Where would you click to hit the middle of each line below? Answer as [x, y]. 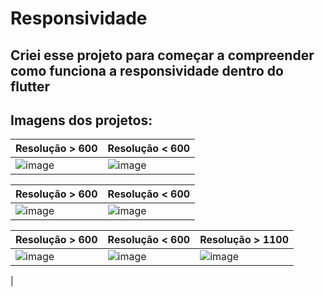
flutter [30, 86]
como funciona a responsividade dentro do [147, 70]
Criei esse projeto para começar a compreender [162, 55]
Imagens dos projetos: [81, 120]
